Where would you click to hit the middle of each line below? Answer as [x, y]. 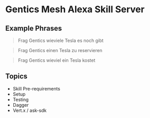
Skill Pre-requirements [36, 88]
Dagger [21, 105]
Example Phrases [34, 28]
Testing [21, 99]
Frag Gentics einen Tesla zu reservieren [60, 50]
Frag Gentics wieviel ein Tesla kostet [57, 60]
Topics [16, 76]
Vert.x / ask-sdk [30, 110]
